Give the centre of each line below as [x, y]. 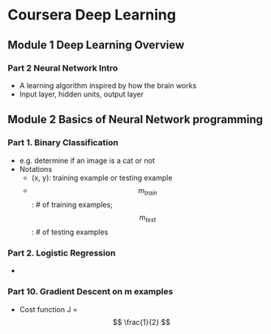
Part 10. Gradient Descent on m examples [90, 292]
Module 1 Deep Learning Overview [96, 45]
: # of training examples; [72, 205]
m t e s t [148, 218]
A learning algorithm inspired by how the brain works [108, 85]
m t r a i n [148, 191]
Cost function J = [48, 309]
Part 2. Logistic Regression [62, 253]
